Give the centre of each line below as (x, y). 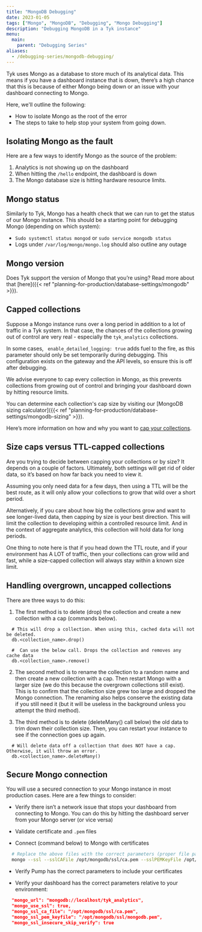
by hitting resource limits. (38, 392)
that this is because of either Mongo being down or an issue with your (93, 86)
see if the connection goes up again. (60, 735)
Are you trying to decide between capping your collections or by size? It (95, 461)
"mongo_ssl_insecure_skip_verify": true (63, 923)
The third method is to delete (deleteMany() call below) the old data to (102, 722)
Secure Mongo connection (57, 774)
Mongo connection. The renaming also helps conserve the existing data (104, 697)
